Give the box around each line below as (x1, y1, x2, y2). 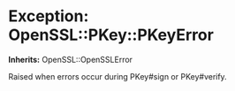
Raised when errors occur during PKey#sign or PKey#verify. (8, 71, 227, 81)
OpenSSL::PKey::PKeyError (8, 25, 214, 45)
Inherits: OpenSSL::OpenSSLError (8, 54, 133, 64)
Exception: (8, 6, 89, 27)
